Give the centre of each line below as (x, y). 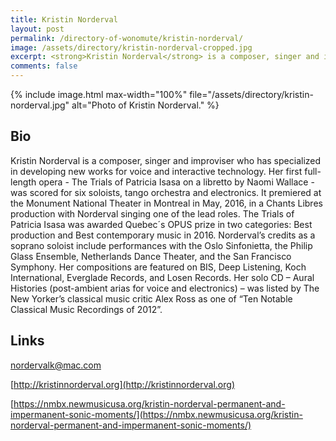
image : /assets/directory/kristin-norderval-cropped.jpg (131, 47)
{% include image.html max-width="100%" (99, 94)
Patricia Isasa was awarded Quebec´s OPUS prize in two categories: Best (161, 224)
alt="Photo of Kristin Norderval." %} (145, 105)
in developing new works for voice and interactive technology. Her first (156, 171)
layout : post (37, 29)
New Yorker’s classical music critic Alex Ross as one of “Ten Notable (151, 298)
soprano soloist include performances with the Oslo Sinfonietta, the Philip (161, 245)
